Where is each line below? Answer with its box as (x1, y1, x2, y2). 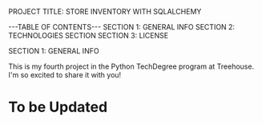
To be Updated (8, 98, 108, 117)
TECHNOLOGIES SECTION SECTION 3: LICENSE (8, 31, 169, 40)
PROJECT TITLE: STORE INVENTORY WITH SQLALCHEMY (8, 7, 202, 16)
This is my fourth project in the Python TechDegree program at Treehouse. (8, 61, 255, 71)
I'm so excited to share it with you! (8, 70, 122, 79)
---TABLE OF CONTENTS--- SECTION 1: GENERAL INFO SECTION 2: (8, 22, 235, 31)
